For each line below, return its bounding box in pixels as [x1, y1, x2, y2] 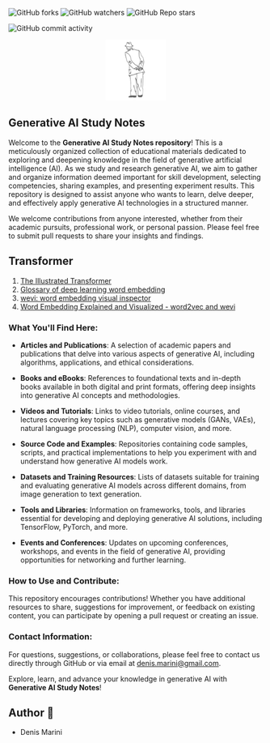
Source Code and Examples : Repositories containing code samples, [19, 438, 248, 449]
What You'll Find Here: [8, 322, 99, 333]
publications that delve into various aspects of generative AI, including [19, 348, 255, 358]
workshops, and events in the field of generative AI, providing [19, 546, 226, 556]
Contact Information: [8, 631, 93, 643]
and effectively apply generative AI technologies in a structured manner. [8, 198, 249, 207]
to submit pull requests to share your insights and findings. [8, 231, 204, 241]
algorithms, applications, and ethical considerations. [19, 357, 194, 367]
